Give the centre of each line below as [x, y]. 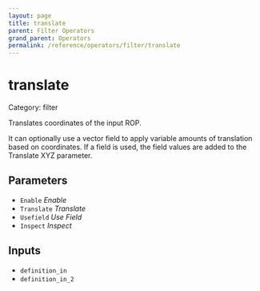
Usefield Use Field [51, 216]
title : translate [37, 23]
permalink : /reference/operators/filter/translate [94, 46]
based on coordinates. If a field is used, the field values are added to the [128, 147]
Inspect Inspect [46, 225]
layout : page [30, 16]
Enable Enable [43, 200]
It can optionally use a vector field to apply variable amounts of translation [130, 139]
